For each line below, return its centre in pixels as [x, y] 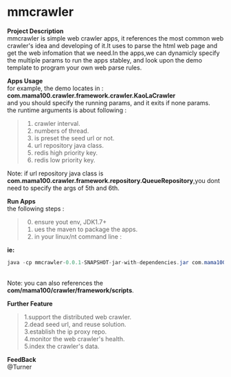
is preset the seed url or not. [74, 138]
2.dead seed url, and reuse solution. [75, 324]
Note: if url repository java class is [55, 173]
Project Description [35, 31]
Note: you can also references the [55, 283]
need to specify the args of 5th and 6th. [63, 188]
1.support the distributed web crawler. [78, 316]
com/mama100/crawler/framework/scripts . [70, 290]
